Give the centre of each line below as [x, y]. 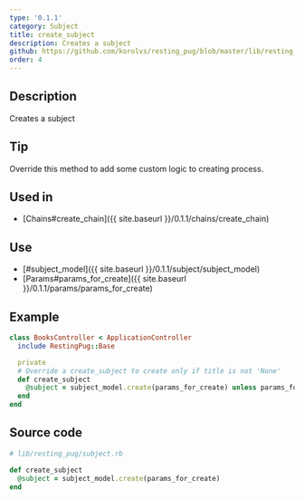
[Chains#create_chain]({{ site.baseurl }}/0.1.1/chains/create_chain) [146, 219]
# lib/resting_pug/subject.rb [66, 454]
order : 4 [26, 60]
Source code [46, 432]
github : [24, 52]
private [32, 362]
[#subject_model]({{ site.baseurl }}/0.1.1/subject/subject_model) [141, 269]
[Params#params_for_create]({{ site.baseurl [104, 279]
